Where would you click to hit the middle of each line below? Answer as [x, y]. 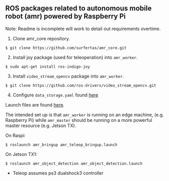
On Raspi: [16, 135]
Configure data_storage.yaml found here [55, 95]
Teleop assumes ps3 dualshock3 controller [58, 173]
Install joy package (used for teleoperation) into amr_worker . [75, 57]
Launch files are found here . [35, 105]
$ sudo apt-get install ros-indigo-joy [48, 67]
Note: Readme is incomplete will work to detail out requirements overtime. [83, 29]
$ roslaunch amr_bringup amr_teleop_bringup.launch [61, 145]
